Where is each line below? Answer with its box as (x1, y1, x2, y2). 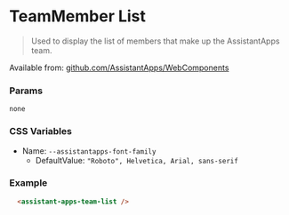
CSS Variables (9, 125, 73, 138)
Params (9, 84, 43, 97)
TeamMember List (9, 6, 147, 27)
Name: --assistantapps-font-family (21, 145, 157, 156)
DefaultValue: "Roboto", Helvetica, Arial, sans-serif (35, 155, 238, 165)
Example (9, 177, 48, 189)
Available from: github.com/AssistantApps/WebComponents (9, 62, 229, 73)
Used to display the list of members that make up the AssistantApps (30, 36, 280, 46)
